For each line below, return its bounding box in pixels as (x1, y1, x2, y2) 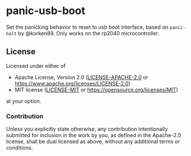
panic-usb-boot (6, 4, 85, 18)
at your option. (6, 97, 42, 104)
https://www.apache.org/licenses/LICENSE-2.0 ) (14, 80, 131, 87)
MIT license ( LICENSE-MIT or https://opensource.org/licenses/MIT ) (14, 86, 178, 93)
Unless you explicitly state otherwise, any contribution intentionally (6, 126, 168, 133)
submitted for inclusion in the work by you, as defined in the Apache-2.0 (6, 132, 181, 139)
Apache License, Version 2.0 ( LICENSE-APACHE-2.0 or (14, 73, 149, 80)
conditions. (6, 144, 33, 151)
